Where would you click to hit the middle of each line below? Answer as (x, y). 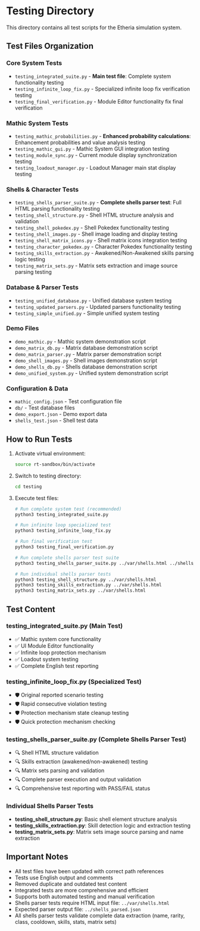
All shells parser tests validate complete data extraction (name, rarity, (100, 916)
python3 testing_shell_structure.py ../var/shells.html (85, 579)
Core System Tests (34, 63)
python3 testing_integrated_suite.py (62, 514)
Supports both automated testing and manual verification (85, 896)
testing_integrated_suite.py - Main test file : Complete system (93, 76)
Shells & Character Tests (43, 189)
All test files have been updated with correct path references (89, 871)
